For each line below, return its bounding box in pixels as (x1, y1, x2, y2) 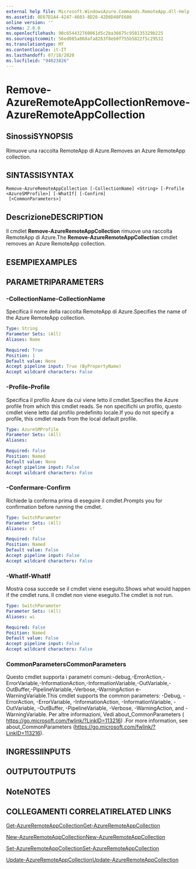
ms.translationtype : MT (6, 42, 64, 48)
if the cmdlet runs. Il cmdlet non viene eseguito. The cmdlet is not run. (6, 592, 174, 599)
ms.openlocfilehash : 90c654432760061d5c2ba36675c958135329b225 (6, 31, 164, 36)
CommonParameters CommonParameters (6, 660, 127, 669)
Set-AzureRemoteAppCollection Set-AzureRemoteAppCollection (6, 845, 160, 852)
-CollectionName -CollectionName (6, 294, 105, 303)
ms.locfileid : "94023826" (6, 58, 69, 63)
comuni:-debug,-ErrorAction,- (93, 673, 166, 680)
